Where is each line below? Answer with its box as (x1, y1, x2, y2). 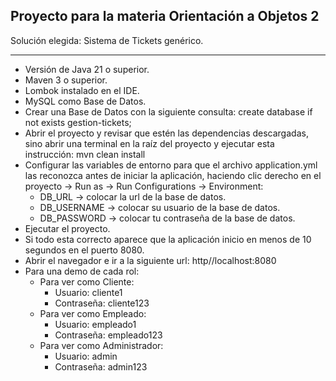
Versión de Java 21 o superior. (24, 63, 150, 75)
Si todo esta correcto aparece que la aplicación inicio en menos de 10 (24, 233, 312, 245)
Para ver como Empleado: (39, 307, 147, 319)
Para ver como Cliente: (39, 275, 135, 288)
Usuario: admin (54, 350, 118, 362)
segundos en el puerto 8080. (24, 244, 145, 256)
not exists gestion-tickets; (24, 116, 132, 128)
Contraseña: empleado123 (54, 329, 163, 341)
